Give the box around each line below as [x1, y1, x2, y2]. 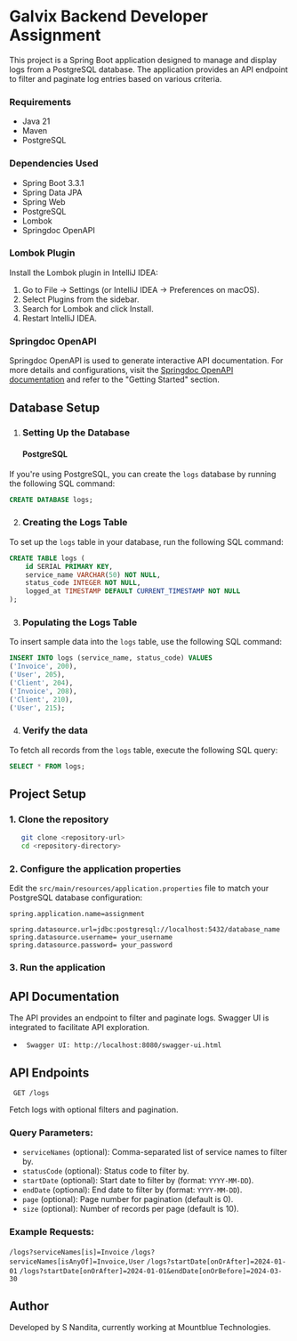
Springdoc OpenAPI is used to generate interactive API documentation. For [9, 355, 284, 366]
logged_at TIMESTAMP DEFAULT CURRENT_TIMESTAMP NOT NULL [25, 587, 241, 596]
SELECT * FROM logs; [9, 761, 86, 771]
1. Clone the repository [9, 813, 109, 825]
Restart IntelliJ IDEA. [21, 313, 98, 323]
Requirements [9, 95, 72, 108]
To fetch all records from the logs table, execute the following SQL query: [9, 744, 278, 755]
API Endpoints [9, 1065, 90, 1080]
